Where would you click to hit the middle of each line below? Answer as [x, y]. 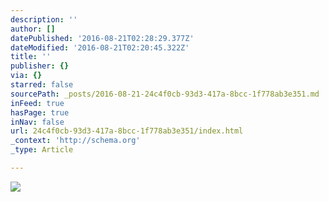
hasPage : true [40, 112]
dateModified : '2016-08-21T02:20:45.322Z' [100, 47]
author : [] [33, 29]
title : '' [31, 57]
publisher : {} [40, 66]
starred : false [42, 85]
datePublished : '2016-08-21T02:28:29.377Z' [102, 38]
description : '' [44, 19]
